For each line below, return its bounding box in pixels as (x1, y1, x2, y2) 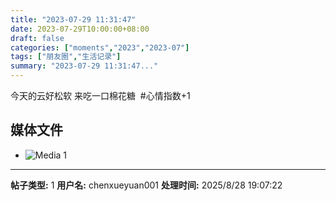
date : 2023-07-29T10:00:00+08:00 (10, 24, 150, 34)
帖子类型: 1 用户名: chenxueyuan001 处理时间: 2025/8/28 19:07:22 (10, 179, 283, 191)
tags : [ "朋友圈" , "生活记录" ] (10, 52, 122, 62)
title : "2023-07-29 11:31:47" (10, 14, 137, 25)
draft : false (10, 33, 65, 43)
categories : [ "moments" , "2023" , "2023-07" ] (10, 42, 190, 53)
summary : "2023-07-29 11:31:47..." (10, 61, 159, 71)
